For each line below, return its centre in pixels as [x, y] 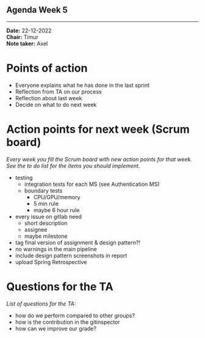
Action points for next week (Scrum [98, 129]
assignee [36, 229]
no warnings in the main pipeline [56, 249]
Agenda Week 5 [37, 10]
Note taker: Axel [27, 43]
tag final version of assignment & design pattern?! [77, 242]
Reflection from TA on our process [58, 92]
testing [24, 177]
